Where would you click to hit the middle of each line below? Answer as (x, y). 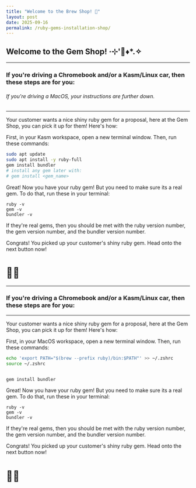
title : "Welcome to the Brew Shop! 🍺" (53, 11)
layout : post (22, 17)
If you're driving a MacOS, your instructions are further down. (80, 96)
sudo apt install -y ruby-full (44, 160)
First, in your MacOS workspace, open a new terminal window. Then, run (93, 341)
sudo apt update (26, 154)
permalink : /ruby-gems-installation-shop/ (58, 28)
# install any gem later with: (44, 170)
